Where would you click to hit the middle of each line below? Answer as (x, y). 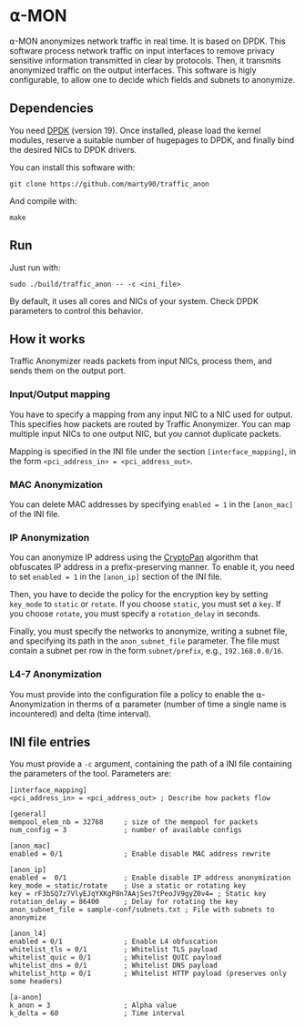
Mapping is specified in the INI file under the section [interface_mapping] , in (153, 451)
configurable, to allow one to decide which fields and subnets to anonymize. (152, 79)
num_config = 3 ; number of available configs (126, 830)
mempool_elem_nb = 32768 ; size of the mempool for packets (134, 822)
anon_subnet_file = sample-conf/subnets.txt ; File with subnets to (142, 910)
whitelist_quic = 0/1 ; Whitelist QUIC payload (116, 958)
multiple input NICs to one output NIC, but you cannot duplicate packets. (146, 433)
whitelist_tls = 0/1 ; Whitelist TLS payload (114, 950)
